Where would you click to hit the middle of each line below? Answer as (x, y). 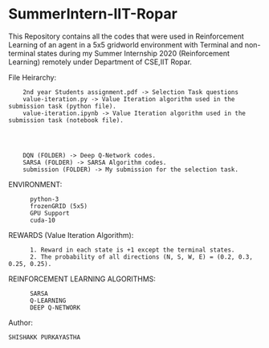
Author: (21, 322)
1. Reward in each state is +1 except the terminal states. (132, 250)
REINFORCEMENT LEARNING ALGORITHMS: (82, 279)
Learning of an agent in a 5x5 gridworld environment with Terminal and (126, 44)
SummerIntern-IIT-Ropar (93, 14)
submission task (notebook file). (66, 120)
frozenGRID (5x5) (59, 206)
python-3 (44, 199)
